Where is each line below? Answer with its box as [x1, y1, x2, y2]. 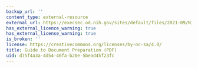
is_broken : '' [6, 36, 41, 42]
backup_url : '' [6, 8, 44, 15]
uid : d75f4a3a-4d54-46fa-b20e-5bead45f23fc [6, 53, 115, 59]
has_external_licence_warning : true [6, 25, 96, 31]
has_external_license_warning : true [6, 31, 96, 37]
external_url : [6, 20, 41, 25]
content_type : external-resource [6, 14, 88, 20]
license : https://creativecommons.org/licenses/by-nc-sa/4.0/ [6, 42, 162, 48]
